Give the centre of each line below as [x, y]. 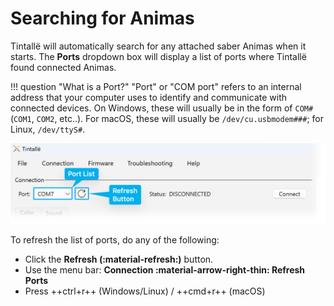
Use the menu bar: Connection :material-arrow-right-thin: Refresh [165, 269]
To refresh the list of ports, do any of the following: [115, 239]
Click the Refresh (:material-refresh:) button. [119, 259]
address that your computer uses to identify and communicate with [148, 97]
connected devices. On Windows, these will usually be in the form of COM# [162, 108]
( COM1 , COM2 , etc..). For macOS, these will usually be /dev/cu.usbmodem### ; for [167, 118]
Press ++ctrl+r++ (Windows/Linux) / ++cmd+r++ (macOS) [145, 291]
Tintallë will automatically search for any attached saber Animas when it [158, 46]
